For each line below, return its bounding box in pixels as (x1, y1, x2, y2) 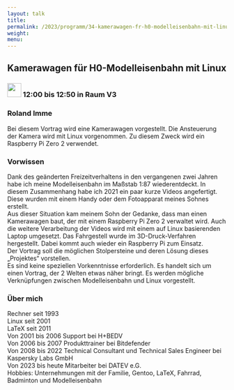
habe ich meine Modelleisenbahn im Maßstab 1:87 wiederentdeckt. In (7, 180, 206, 188)
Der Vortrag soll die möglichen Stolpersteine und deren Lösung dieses (7, 247, 209, 255)
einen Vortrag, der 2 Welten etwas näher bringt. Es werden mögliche (7, 269, 204, 278)
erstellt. (7, 202, 29, 211)
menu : (7, 36, 23, 43)
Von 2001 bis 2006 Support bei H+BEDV (7, 332, 123, 340)
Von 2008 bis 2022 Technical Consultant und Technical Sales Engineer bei (7, 347, 221, 355)
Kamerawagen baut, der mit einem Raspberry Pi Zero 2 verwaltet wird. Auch (7, 217, 226, 225)
